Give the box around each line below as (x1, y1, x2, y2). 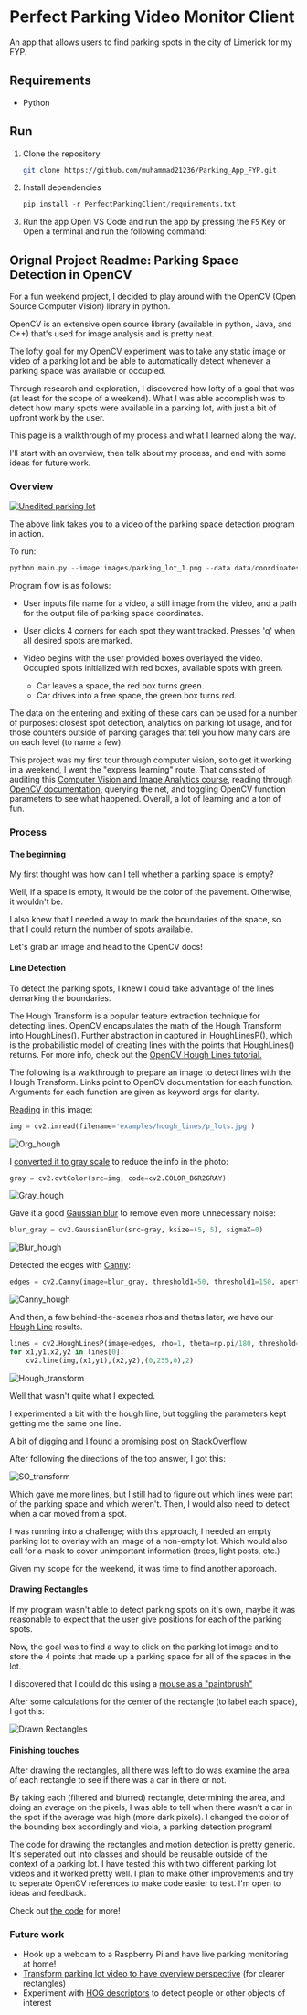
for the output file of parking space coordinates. (22, 608, 204, 619)
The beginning (9, 848, 67, 859)
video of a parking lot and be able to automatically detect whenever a (9, 356, 271, 367)
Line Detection (9, 963, 67, 974)
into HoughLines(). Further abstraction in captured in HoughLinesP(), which (9, 1029, 293, 1040)
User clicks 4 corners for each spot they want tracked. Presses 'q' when (22, 625, 296, 636)
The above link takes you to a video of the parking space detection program (9, 518, 295, 529)
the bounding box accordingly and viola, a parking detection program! (9, 1821, 273, 1832)
